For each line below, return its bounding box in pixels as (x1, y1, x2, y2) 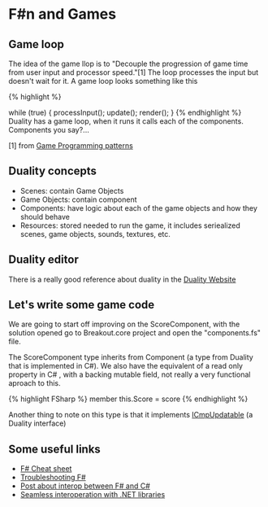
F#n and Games (8, 5, 116, 24)
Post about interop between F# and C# (19, 481, 150, 491)
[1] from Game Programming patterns (8, 141, 134, 151)
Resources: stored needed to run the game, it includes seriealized (19, 221, 241, 230)
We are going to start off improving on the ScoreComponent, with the (8, 319, 240, 330)
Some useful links (8, 442, 102, 456)
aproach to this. (8, 378, 61, 388)
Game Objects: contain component (19, 194, 137, 204)
